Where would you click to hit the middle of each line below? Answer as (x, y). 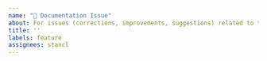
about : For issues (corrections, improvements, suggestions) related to (131, 23)
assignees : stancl (39, 45)
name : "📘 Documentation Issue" (60, 15)
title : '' (25, 30)
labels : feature (35, 38)
